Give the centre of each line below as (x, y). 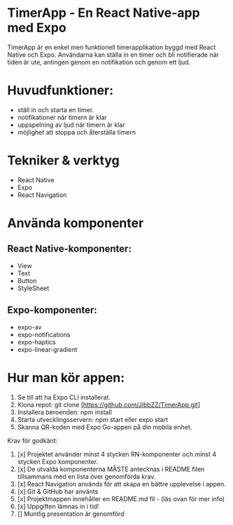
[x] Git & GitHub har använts (58, 491)
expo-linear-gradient (47, 349)
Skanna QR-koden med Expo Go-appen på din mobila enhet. (105, 427)
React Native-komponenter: (69, 249)
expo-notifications (44, 334)
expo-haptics (36, 342)
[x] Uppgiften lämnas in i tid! (58, 506)
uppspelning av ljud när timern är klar (71, 125)
